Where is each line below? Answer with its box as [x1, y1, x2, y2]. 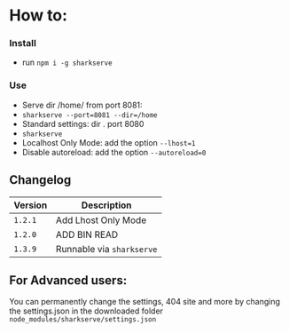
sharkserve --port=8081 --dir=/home [21, 110, 158, 120]
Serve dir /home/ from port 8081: [21, 99, 144, 110]
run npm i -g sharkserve [21, 57, 113, 67]
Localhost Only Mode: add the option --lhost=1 [21, 137, 196, 147]
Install [9, 37, 37, 50]
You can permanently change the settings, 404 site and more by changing [9, 297, 281, 307]
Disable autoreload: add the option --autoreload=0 [21, 147, 207, 157]
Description [81, 199, 132, 211]
